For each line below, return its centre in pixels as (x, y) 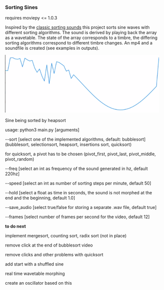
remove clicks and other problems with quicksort (54, 254)
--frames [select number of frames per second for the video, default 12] (77, 217)
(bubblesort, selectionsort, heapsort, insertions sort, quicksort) (68, 144)
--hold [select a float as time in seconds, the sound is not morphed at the (79, 192)
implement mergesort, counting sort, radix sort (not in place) (66, 235)
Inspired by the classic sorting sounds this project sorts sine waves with (77, 27)
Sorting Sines (21, 7)
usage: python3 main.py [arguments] (42, 130)
